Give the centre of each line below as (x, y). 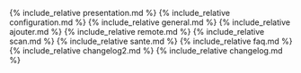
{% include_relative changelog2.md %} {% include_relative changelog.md (146, 51)
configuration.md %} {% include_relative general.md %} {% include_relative (150, 22)
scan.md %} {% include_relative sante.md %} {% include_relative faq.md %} (151, 41)
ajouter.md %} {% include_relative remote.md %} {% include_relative (137, 32)
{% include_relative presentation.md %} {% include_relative (120, 13)
